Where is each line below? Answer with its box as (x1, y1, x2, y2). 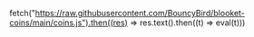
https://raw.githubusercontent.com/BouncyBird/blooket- (34, 8, 245, 18)
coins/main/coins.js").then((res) (9, 17, 129, 28)
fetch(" (9, 8, 36, 18)
